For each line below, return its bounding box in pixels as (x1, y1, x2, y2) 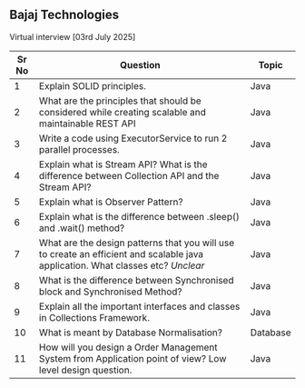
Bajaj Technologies (9, 7, 120, 23)
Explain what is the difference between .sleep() (39, 210, 241, 223)
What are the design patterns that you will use (39, 236, 235, 249)
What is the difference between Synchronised (39, 274, 234, 286)
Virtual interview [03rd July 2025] (9, 31, 136, 42)
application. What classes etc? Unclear (39, 259, 205, 272)
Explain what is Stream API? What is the (39, 158, 208, 171)
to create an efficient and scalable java (39, 247, 204, 260)
